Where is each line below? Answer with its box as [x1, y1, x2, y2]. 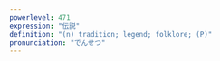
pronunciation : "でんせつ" [9, 38, 106, 48]
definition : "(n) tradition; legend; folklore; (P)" [9, 30, 213, 39]
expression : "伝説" [9, 22, 81, 30]
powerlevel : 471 [9, 13, 71, 22]
